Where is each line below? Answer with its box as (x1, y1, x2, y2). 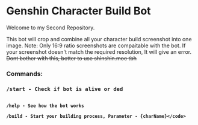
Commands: (6, 69, 43, 78)
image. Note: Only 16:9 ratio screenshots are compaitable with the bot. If (6, 42, 186, 49)
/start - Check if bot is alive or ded (6, 86, 123, 92)
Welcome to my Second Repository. (6, 24, 95, 31)
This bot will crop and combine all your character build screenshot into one (6, 35, 192, 42)
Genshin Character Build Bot (6, 4, 152, 18)
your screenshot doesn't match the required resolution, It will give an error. (6, 48, 192, 55)
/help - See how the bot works (6, 103, 84, 109)
